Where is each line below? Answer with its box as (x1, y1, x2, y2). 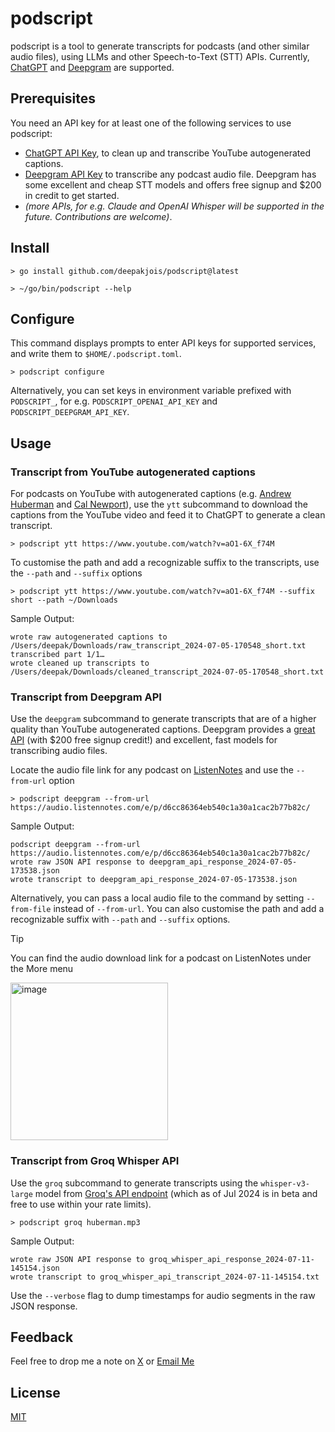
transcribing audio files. (10, 745, 108, 757)
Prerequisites (10, 90, 96, 107)
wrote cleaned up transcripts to (10, 658, 150, 669)
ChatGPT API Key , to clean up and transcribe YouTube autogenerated (24, 147, 311, 159)
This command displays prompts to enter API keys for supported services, (10, 337, 317, 349)
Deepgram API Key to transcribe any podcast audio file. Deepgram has (24, 168, 317, 180)
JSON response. (10, 1300, 78, 1312)
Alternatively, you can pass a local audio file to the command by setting (10, 892, 305, 904)
